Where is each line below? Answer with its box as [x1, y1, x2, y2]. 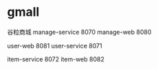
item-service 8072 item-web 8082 [7, 55, 104, 63]
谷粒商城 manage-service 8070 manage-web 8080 [7, 28, 152, 36]
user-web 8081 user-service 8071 [7, 41, 102, 50]
